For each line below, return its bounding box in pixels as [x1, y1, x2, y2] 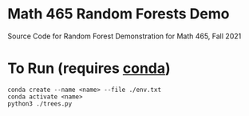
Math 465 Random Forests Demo [7, 5, 230, 23]
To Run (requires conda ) [7, 59, 171, 78]
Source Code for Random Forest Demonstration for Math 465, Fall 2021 [7, 31, 242, 41]
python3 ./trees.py [7, 99, 73, 108]
